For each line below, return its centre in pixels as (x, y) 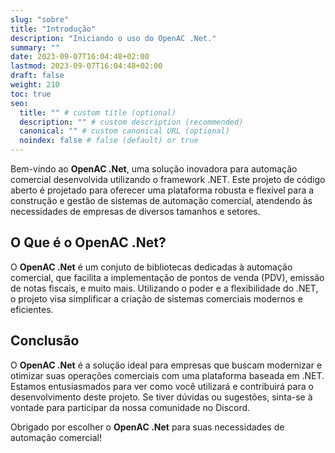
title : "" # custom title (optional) (98, 112)
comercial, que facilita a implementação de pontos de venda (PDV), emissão (167, 277)
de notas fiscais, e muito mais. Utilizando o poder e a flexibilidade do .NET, (164, 288)
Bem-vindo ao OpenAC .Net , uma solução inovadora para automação (154, 169)
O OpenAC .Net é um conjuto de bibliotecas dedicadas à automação (151, 267)
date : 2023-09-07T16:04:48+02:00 (80, 57)
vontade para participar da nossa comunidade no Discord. (130, 407)
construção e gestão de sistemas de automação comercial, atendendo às (161, 200)
